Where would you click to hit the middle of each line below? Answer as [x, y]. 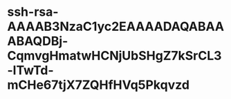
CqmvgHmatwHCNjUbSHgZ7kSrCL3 [114, 56]
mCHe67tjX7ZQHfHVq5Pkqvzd [99, 85]
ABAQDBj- [38, 41]
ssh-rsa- [33, 12]
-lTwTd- [30, 70]
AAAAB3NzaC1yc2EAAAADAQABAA [116, 26]
